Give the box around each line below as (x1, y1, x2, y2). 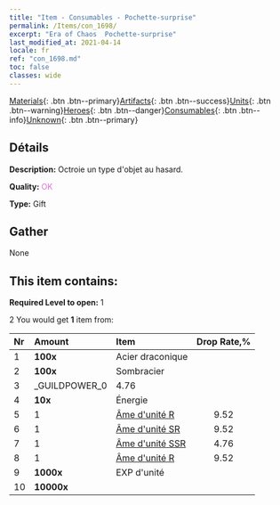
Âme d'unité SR (115, 423, 180, 436)
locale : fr (9, 46, 50, 55)
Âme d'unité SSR (115, 437, 187, 450)
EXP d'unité (115, 467, 164, 479)
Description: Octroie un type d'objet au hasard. (9, 164, 184, 175)
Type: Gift (9, 198, 46, 209)
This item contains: (9, 273, 118, 289)
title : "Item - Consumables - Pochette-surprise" (9, 12, 197, 22)
